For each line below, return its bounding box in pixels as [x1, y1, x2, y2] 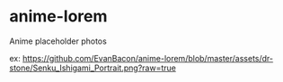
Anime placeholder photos [9, 36, 108, 46]
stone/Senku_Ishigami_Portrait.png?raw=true [9, 62, 177, 73]
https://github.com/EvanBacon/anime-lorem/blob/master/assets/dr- [22, 53, 274, 63]
